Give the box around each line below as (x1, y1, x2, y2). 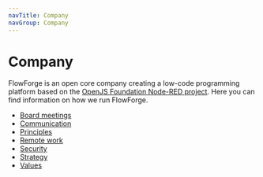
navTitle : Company (8, 11, 69, 20)
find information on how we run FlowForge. (8, 95, 148, 105)
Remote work (19, 135, 63, 146)
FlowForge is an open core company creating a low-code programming (8, 79, 240, 88)
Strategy (19, 153, 48, 162)
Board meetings (19, 111, 72, 120)
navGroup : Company (8, 19, 69, 27)
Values (19, 160, 42, 170)
